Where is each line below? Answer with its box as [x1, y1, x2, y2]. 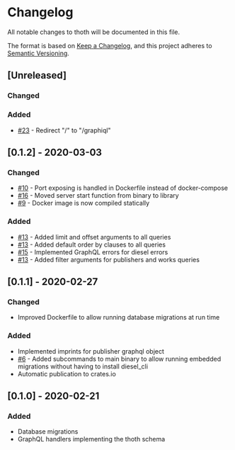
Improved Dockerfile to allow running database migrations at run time [17, 313, 220, 322]
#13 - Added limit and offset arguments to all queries [17, 232, 171, 241]
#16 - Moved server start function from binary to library [17, 191, 179, 200]
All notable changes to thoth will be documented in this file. [7, 28, 180, 36]
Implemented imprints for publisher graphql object [17, 347, 165, 355]
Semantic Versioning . [7, 49, 69, 57]
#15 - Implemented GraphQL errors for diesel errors [17, 247, 168, 256]
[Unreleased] [7, 69, 67, 81]
